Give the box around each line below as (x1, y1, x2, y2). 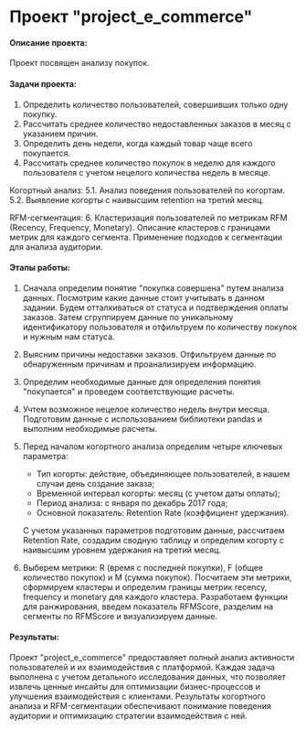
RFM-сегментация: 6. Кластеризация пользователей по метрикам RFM (9, 212, 288, 223)
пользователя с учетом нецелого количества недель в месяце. (22, 166, 271, 177)
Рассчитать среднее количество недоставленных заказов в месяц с (22, 118, 292, 129)
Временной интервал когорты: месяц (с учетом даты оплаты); (36, 488, 280, 499)
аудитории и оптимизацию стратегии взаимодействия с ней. (9, 711, 248, 721)
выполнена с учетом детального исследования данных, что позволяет (9, 671, 286, 682)
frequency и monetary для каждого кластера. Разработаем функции (22, 591, 288, 602)
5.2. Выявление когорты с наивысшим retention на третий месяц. (9, 194, 265, 205)
